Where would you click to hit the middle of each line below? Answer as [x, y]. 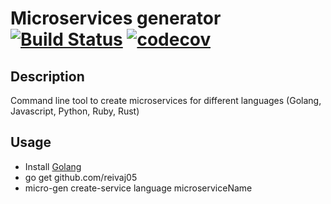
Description [47, 76]
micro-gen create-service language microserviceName [138, 188]
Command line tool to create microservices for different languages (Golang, [166, 100]
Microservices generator [116, 18]
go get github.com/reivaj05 [81, 177]
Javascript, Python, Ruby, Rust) [75, 111]
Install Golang [53, 166]
